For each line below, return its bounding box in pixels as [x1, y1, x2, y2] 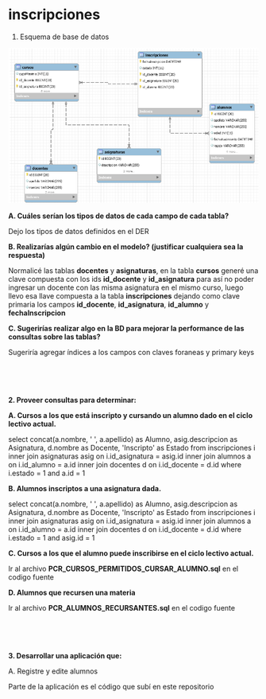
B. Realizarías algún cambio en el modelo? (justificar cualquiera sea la [8, 242, 244, 252]
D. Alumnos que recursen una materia [8, 588, 136, 598]
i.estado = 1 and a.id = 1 [8, 468, 86, 478]
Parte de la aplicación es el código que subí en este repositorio [8, 682, 214, 692]
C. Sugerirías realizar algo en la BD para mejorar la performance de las [8, 324, 245, 334]
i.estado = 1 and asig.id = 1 [8, 533, 95, 543]
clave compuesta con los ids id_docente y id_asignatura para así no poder [8, 275, 254, 284]
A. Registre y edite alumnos [8, 666, 98, 676]
